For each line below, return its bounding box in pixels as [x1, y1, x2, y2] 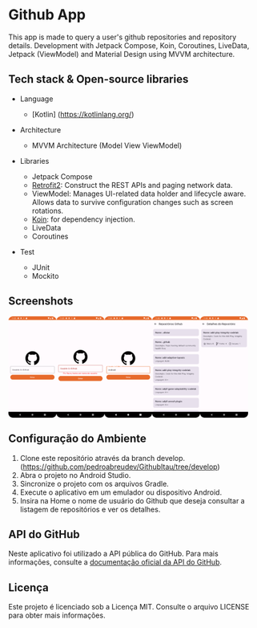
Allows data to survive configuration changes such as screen [31, 197, 234, 206]
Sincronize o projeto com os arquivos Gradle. [19, 479, 170, 488]
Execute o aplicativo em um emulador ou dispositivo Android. [19, 487, 223, 497]
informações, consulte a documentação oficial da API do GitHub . [8, 557, 223, 567]
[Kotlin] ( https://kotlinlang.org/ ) [31, 109, 135, 119]
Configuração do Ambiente [8, 432, 147, 446]
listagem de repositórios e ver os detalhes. [19, 504, 161, 514]
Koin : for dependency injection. [31, 214, 136, 224]
